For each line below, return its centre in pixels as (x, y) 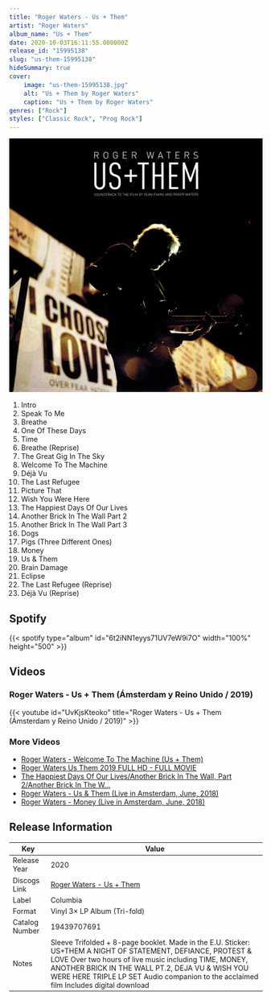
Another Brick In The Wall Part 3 (74, 525)
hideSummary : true (40, 68)
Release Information (61, 827)
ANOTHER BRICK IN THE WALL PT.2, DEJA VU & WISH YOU (150, 968)
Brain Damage (44, 568)
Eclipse (33, 576)
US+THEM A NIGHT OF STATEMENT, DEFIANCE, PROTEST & (151, 951)
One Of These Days (53, 431)
